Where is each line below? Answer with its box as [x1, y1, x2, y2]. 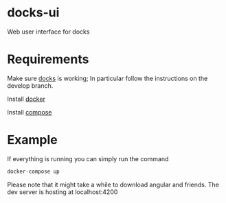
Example [7, 132, 58, 148]
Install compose [7, 108, 52, 116]
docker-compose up [7, 168, 60, 175]
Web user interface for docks [7, 27, 90, 36]
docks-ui [7, 5, 60, 21]
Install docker [7, 95, 46, 103]
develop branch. [7, 81, 54, 90]
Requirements [7, 51, 89, 67]
